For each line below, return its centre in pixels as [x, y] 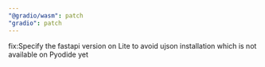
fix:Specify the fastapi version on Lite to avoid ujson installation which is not [132, 45]
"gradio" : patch [35, 23]
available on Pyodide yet [49, 54]
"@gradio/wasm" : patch [46, 16]
